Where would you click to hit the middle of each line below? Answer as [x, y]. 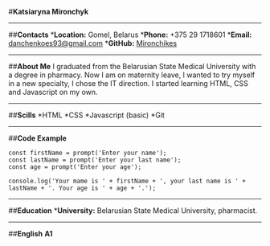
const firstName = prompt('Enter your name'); [88, 153]
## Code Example [37, 138]
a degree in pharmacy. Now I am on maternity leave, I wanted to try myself [132, 75]
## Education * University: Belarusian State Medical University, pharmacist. [133, 211]
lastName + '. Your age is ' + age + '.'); [82, 188]
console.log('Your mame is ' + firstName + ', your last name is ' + [127, 181]
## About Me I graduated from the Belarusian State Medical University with [132, 66]
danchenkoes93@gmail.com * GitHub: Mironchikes [93, 43]
